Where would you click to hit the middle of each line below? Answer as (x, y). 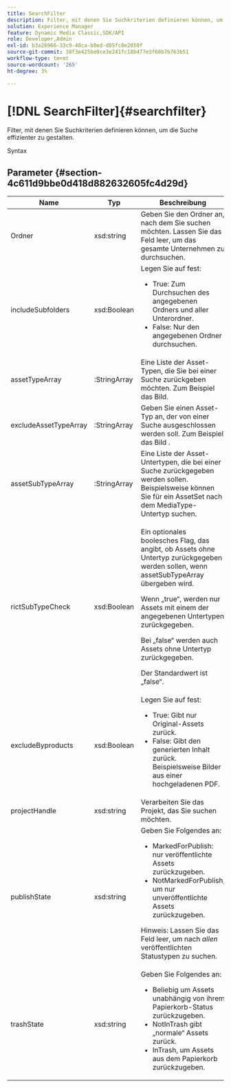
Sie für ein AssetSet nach (181, 496)
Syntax (17, 151)
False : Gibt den (177, 741)
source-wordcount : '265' (43, 65)
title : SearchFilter (37, 13)
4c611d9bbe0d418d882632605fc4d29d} (98, 183)
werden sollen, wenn (174, 567)
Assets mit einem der (175, 608)
